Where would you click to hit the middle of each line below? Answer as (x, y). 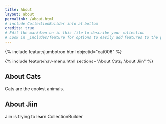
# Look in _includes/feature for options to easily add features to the (82, 38)
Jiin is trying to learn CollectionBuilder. (44, 116)
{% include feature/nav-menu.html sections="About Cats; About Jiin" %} (79, 61)
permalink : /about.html (30, 19)
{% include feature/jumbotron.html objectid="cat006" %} (63, 51)
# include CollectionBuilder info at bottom (52, 24)
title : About (19, 10)
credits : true (20, 28)
